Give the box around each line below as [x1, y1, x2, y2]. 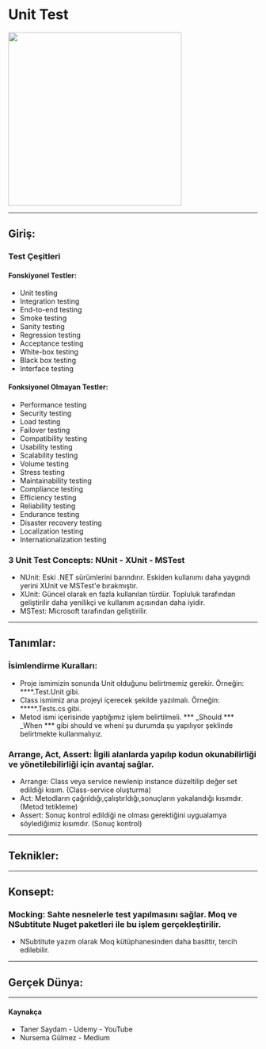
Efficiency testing [19, 492, 77, 502]
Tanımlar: [8, 637, 57, 650]
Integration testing [19, 297, 80, 306]
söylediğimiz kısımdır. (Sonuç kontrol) [19, 818, 142, 828]
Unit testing [19, 288, 58, 298]
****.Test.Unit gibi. [19, 687, 81, 696]
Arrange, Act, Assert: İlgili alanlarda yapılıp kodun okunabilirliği [8, 748, 257, 760]
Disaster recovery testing [19, 518, 102, 527]
